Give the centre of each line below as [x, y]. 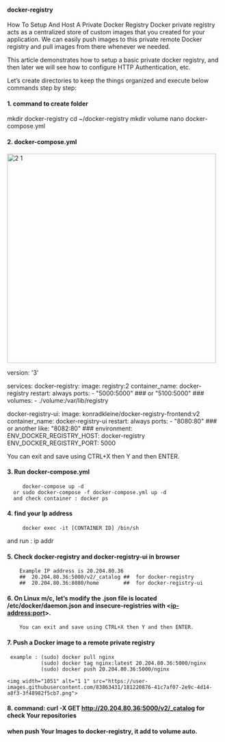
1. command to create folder [48, 104]
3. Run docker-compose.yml [49, 472]
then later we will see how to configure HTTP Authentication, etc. [99, 67]
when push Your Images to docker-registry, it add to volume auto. [102, 731]
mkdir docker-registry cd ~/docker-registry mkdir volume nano [96, 119]
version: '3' [23, 372]
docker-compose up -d [53, 486]
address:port [26, 613]
